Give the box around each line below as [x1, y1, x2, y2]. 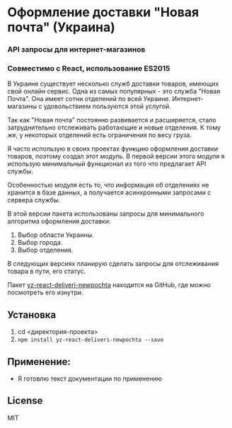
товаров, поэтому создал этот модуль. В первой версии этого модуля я [7, 152, 225, 161]
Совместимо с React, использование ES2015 [7, 64, 171, 74]
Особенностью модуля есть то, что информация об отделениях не [7, 181, 209, 190]
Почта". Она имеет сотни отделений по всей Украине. [7, 95, 171, 103]
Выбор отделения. [17, 245, 74, 255]
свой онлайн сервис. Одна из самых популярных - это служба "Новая [7, 87, 221, 96]
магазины [7, 102, 37, 110]
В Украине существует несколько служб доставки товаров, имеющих [7, 79, 219, 88]
